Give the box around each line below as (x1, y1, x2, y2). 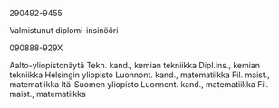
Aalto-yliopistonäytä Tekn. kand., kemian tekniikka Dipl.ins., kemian (9, 60, 261, 70)
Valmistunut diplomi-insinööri (9, 25, 119, 35)
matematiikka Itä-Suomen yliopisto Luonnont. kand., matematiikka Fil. (9, 79, 269, 89)
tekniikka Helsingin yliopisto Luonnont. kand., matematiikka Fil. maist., (9, 69, 270, 80)
